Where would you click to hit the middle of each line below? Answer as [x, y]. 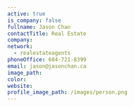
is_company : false [34, 20]
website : [20, 86]
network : [20, 46]
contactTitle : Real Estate [47, 33]
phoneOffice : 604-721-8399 [47, 60]
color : [17, 79]
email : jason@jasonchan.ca [47, 66]
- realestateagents [42, 53]
